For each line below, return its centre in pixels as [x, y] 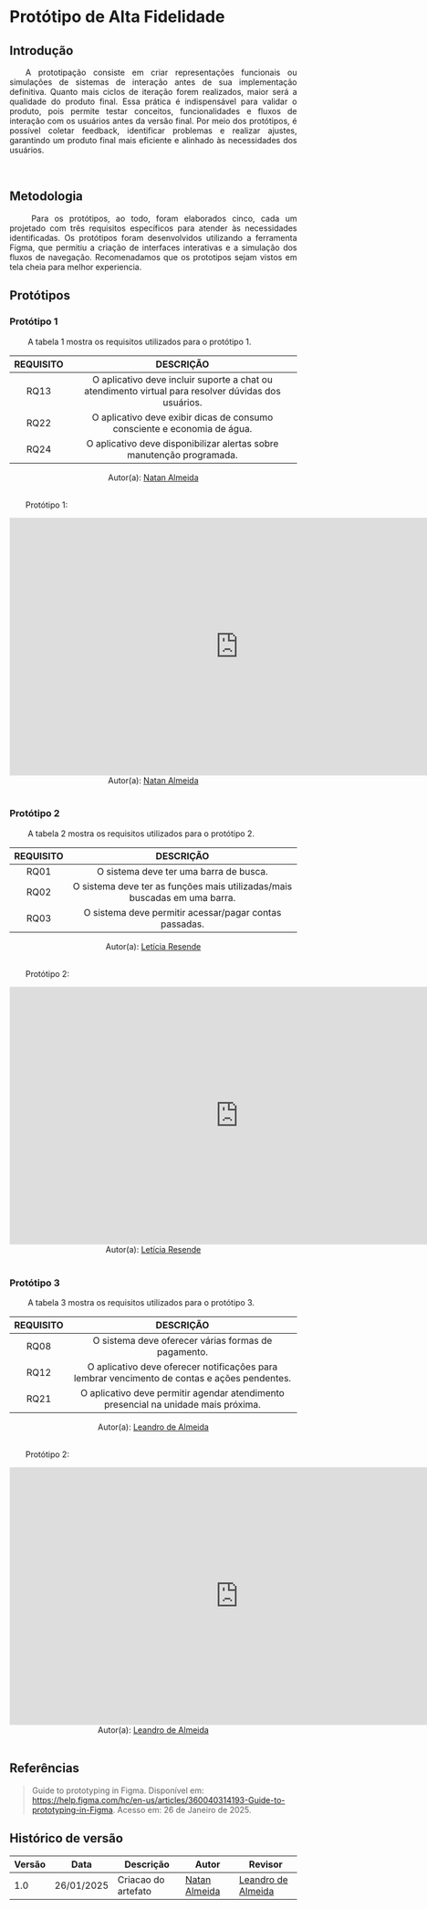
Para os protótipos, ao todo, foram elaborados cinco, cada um [164, 218]
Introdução [42, 51]
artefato [135, 1891]
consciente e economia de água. [182, 428]
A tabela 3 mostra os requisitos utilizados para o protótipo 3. [141, 1303]
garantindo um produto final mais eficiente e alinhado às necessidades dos [153, 140]
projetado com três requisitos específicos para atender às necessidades [153, 228]
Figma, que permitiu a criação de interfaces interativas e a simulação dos [153, 247]
